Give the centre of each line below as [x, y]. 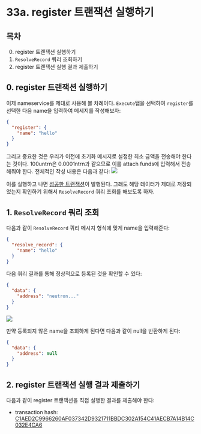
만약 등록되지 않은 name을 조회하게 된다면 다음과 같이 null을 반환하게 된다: [93, 331]
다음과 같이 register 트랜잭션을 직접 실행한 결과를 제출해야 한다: [80, 400]
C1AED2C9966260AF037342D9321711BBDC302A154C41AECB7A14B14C [105, 418]
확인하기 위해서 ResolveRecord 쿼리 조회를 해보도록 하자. [88, 192]
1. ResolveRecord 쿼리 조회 [53, 213]
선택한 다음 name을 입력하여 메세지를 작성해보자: [64, 110]
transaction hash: [36, 412]
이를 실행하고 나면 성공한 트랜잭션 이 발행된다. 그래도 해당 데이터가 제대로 [91, 184]
